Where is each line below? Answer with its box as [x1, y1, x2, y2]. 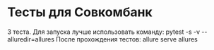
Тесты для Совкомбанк [7, 4, 153, 20]
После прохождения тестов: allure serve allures [56, 35, 198, 43]
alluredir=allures [7, 35, 55, 43]
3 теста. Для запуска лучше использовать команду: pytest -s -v [7, 27, 200, 36]
